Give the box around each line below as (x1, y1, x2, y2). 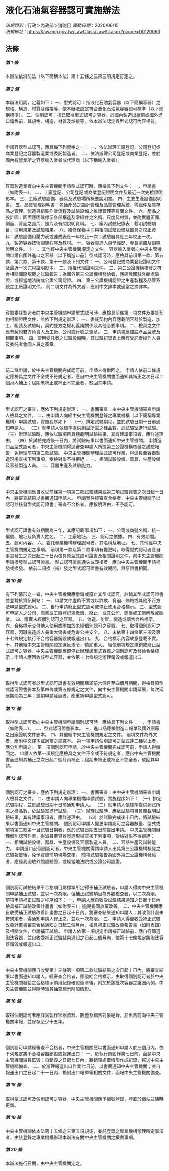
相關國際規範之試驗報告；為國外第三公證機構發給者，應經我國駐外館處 (9, 271, 155, 277)
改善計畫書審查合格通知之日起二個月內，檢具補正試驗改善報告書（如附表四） (5, 922, 164, 928)
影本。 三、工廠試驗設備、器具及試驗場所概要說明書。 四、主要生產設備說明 (5, 196, 162, 202)
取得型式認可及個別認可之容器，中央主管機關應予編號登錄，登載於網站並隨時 (5, 1096, 164, 1102)
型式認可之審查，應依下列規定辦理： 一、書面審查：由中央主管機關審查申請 (5, 406, 161, 412)
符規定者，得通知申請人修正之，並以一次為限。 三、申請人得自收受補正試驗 (5, 915, 161, 921)
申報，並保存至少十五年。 (14, 1018, 67, 1024)
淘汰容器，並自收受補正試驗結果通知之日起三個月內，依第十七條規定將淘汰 (5, 934, 159, 941)
